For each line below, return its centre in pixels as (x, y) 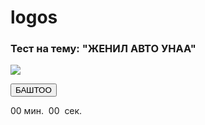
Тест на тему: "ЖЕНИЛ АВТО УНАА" (103, 49)
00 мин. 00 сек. (46, 111)
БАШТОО (33, 90)
